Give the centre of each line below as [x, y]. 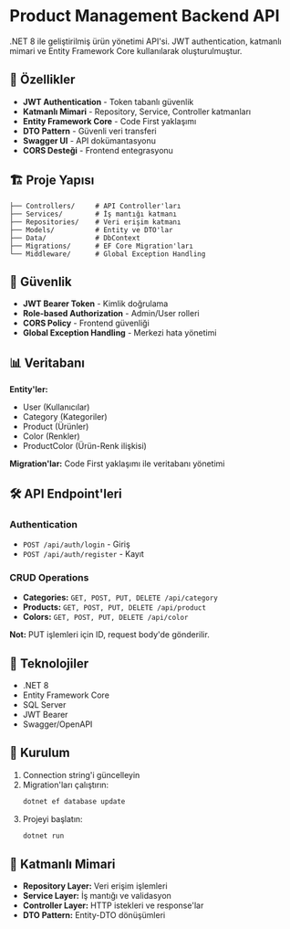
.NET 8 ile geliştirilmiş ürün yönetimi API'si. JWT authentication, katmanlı [145, 41]
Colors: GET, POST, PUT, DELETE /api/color [105, 617]
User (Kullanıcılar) [56, 407]
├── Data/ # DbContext [75, 238]
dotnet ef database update [74, 801]
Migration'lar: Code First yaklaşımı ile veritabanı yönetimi [117, 464]
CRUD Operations [49, 577]
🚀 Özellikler [42, 80]
